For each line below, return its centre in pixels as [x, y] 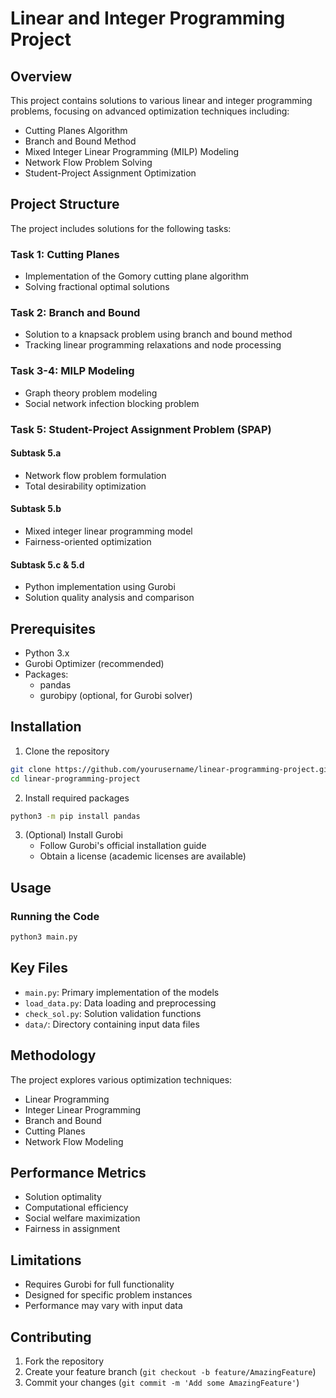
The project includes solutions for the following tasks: [121, 228]
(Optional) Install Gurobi [73, 835]
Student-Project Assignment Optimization [110, 173]
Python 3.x [47, 653]
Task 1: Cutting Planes [65, 254]
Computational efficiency [76, 1208]
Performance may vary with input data [103, 1306]
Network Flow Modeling [74, 1141]
